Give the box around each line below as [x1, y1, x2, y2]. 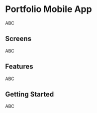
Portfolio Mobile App [5, 3, 92, 15]
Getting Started [5, 90, 54, 98]
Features [5, 62, 33, 71]
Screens [5, 34, 31, 43]
